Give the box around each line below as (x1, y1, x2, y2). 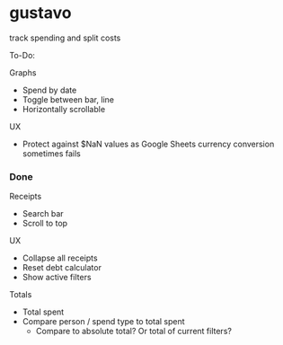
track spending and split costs (9, 32, 121, 43)
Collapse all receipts (22, 252, 98, 263)
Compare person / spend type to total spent (22, 316, 186, 327)
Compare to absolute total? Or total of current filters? (35, 326, 232, 337)
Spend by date (22, 84, 77, 95)
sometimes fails (22, 147, 81, 159)
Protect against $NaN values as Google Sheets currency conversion (22, 138, 275, 149)
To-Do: (9, 49, 36, 60)
